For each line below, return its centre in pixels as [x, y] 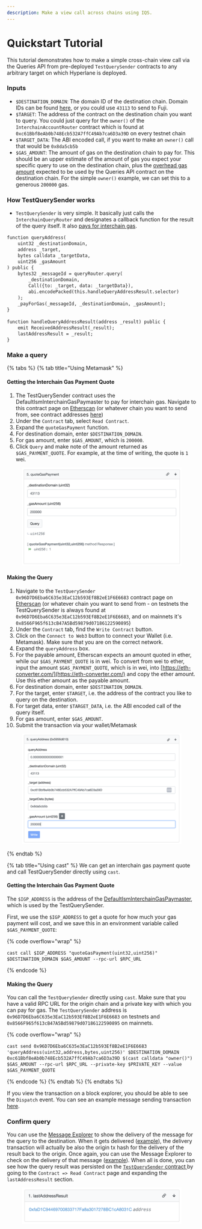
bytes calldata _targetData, [54, 256]
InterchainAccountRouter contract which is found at [80, 127]
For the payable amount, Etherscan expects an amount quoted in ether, [103, 655]
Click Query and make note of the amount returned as [81, 446]
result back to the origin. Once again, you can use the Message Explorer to [99, 1154]
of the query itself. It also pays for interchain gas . [76, 226]
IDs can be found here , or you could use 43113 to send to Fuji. [92, 108]
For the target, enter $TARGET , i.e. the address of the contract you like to [103, 693]
